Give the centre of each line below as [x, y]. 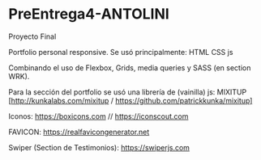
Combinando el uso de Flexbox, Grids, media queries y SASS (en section [130, 67]
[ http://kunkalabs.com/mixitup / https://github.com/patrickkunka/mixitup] [130, 100]
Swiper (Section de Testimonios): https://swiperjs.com [99, 147]
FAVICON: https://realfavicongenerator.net [79, 132]
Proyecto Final [32, 36]
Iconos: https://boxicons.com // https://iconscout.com [98, 116]
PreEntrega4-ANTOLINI [89, 14]
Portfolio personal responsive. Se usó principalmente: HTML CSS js [121, 52]
